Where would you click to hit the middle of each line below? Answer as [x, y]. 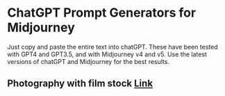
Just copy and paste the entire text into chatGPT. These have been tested [112, 47]
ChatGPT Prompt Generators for [102, 13]
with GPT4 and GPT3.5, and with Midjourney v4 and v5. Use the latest [107, 54]
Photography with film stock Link [80, 84]
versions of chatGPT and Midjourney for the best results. [89, 61]
